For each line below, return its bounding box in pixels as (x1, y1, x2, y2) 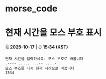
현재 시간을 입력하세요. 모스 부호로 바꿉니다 (5, 56, 84, 62)
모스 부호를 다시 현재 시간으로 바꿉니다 (5, 66, 75, 71)
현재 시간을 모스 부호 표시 (5, 27, 102, 39)
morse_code (5, 3, 58, 14)
